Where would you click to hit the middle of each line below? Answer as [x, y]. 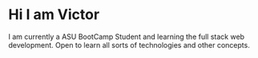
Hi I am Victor [54, 15]
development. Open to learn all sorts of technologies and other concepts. [129, 44]
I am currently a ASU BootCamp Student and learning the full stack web [127, 37]
